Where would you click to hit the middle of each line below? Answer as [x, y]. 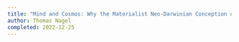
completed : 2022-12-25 [41, 27]
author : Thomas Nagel [39, 21]
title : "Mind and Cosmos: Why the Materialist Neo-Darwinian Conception [117, 14]
